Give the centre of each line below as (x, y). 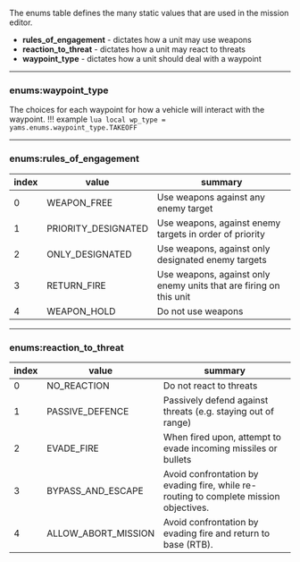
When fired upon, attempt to (222, 437)
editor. (21, 22)
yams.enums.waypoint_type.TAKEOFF (74, 128)
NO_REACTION (78, 386)
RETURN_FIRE (76, 285)
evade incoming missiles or (221, 448)
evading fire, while (202, 485)
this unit (174, 296)
